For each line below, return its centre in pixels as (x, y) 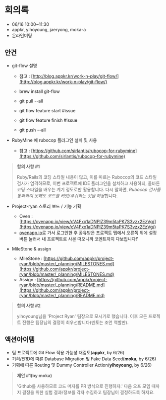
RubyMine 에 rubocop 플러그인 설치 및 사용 (54, 140)
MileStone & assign (31, 248)
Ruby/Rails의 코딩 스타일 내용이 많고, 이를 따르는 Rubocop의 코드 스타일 (87, 177)
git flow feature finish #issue (48, 120)
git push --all (32, 130)
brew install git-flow (39, 91)
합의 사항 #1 (28, 166)
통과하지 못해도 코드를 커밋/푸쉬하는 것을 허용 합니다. (67, 196)
